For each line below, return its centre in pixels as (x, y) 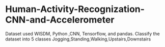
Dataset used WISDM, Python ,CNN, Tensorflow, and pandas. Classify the (83, 33)
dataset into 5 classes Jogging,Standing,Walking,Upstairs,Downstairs (78, 39)
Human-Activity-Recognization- (75, 9)
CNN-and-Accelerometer (60, 20)
